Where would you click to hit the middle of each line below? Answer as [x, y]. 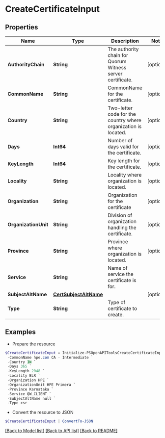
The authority [123, 49]
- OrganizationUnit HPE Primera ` [41, 385]
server [115, 74]
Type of [117, 302]
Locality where [125, 175]
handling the [122, 228]
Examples [20, 332]
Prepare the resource [34, 344]
